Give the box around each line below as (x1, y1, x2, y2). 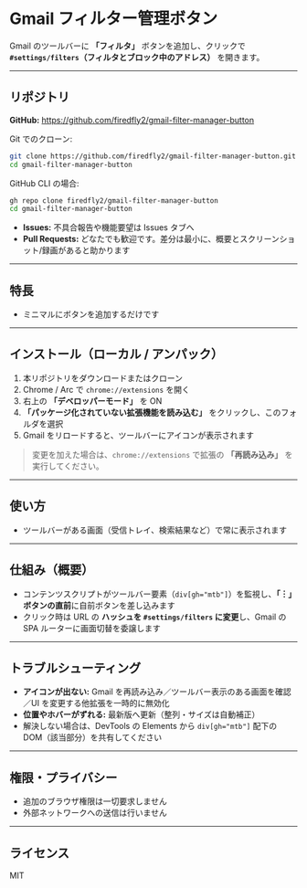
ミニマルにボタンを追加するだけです (22, 309, 160, 320)
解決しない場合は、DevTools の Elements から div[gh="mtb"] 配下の (22, 721, 277, 732)
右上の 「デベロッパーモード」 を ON (22, 395, 163, 407)
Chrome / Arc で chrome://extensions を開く (22, 384, 190, 395)
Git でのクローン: (9, 133, 73, 144)
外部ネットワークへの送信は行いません (22, 808, 167, 819)
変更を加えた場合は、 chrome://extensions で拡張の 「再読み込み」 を (31, 449, 293, 460)
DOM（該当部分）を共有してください (22, 732, 163, 743)
